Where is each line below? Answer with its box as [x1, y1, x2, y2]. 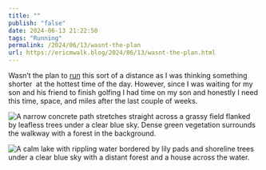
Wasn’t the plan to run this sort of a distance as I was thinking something [8, 71, 248, 80]
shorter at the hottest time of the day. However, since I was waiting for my [8, 79, 253, 89]
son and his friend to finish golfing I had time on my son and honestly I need [8, 88, 258, 97]
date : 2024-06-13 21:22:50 [8, 26, 98, 34]
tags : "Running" [8, 34, 62, 42]
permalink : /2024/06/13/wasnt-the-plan [8, 42, 141, 49]
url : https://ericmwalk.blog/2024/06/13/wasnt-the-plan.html [8, 49, 216, 57]
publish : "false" [8, 19, 66, 27]
